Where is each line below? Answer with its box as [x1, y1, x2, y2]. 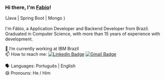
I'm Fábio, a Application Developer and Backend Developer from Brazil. [5, 26, 149, 32]
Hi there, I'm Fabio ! [5, 4, 52, 11]
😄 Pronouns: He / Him [5, 70, 51, 76]
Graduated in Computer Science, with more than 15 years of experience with [5, 31, 160, 37]
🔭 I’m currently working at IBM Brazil [5, 46, 79, 52]
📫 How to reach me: [5, 51, 47, 57]
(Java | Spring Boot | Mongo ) [5, 15, 66, 21]
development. [5, 36, 33, 42]
